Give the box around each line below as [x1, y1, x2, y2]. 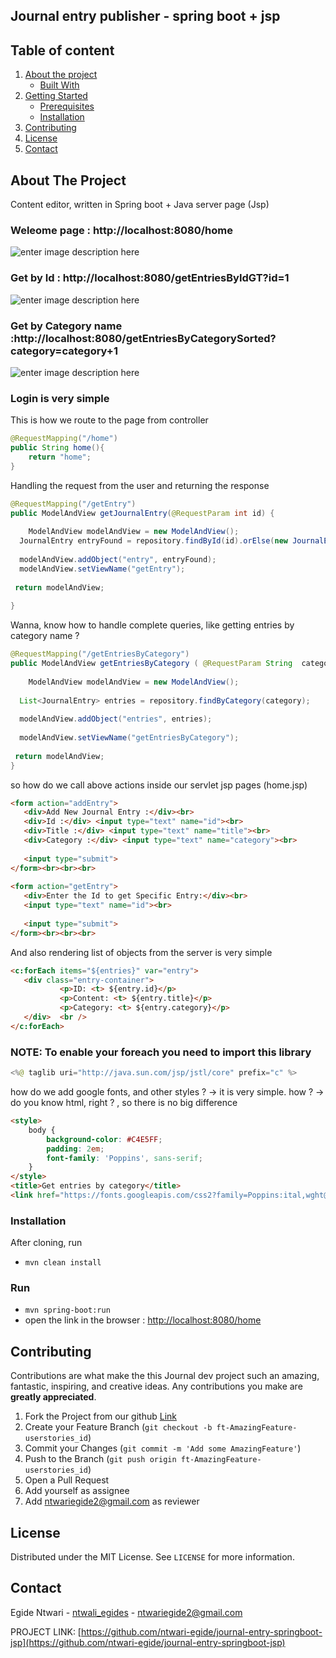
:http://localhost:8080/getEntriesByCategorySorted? [10, 331, 277, 345]
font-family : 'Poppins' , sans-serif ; [46, 1153, 203, 1163]
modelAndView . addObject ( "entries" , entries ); [19, 714, 213, 724]
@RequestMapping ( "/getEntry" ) [10, 499, 137, 509]
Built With [39, 79, 80, 91]
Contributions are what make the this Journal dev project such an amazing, [10, 1370, 320, 1382]
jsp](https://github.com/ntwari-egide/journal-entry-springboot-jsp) [10, 1636, 286, 1648]
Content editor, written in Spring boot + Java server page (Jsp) [10, 199, 270, 211]
